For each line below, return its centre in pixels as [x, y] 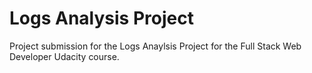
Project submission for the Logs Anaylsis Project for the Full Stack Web [155, 46]
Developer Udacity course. [64, 56]
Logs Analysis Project [101, 18]
